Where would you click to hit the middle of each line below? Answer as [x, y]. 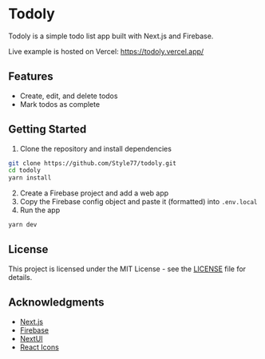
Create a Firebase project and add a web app [94, 193]
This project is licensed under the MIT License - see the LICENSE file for [127, 269]
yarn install [30, 178]
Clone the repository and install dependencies [95, 148]
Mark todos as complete [60, 104]
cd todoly [25, 171]
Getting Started [47, 130]
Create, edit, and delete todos [69, 96]
